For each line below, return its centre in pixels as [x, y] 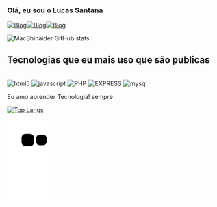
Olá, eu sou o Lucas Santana [55, 10]
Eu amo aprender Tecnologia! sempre [60, 97]
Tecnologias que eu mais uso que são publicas [108, 60]
